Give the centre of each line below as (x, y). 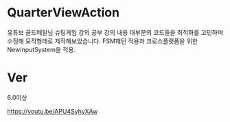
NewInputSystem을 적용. (42, 49)
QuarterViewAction (64, 13)
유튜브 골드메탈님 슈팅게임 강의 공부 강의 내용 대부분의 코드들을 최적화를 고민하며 (115, 32)
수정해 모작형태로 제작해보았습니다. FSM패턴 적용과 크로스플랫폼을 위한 (102, 41)
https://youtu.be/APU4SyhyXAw (53, 111)
